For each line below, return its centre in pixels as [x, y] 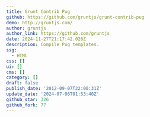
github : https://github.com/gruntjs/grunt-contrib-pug [75, 17]
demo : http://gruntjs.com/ [39, 22]
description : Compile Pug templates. [53, 45]
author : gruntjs [26, 28]
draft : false [22, 83]
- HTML [20, 56]
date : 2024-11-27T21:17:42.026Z [46, 39]
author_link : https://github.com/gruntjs [58, 34]
